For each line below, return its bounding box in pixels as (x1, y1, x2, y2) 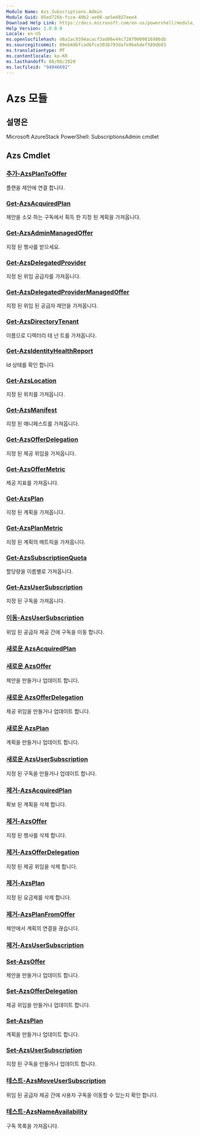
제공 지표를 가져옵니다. (6, 479, 59, 487)
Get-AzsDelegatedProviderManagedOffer (6, 288, 130, 296)
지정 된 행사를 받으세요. (6, 243, 61, 250)
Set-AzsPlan (6, 1016, 43, 1025)
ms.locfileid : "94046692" (6, 64, 70, 70)
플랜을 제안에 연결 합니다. (6, 184, 65, 191)
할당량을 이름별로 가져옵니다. (6, 567, 73, 575)
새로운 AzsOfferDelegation (6, 693, 84, 701)
